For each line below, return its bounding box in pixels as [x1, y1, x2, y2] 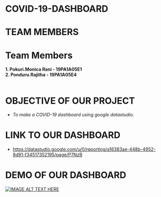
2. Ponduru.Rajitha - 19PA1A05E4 [5, 72, 77, 78]
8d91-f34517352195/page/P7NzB [12, 152, 83, 158]
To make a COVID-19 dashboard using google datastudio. [12, 112, 135, 118]
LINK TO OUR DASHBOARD [5, 129, 121, 141]
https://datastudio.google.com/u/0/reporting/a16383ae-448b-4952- [12, 146, 156, 152]
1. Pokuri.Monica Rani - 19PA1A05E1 [5, 67, 82, 73]
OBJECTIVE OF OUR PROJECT [5, 95, 135, 107]
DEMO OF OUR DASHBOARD [5, 170, 126, 181]
